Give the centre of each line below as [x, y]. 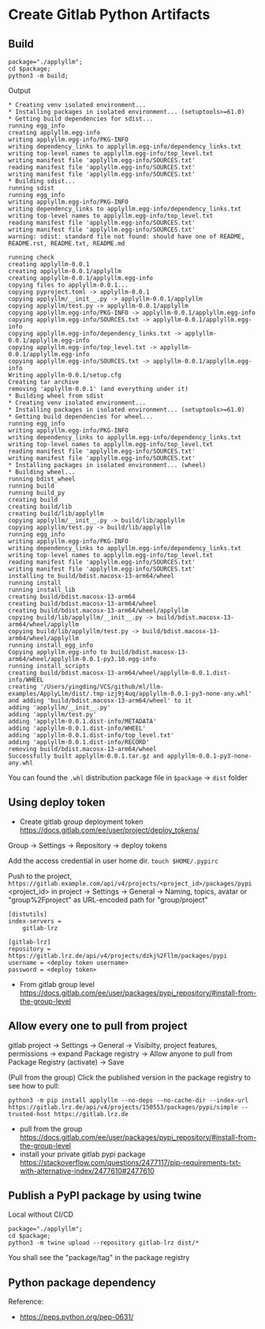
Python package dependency [82, 1283]
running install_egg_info [50, 645]
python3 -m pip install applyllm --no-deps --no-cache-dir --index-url [128, 1100]
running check [32, 257]
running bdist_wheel [42, 479]
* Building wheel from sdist [56, 396]
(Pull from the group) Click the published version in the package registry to [129, 1077]
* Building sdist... [42, 181]
